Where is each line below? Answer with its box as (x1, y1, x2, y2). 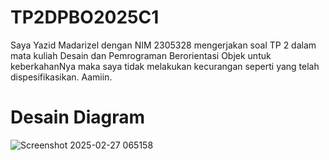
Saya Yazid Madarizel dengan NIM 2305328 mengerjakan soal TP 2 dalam (10, 39, 317, 51)
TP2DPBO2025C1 (10, 6, 160, 29)
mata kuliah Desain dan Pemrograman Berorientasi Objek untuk (10, 49, 272, 61)
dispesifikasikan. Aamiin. (10, 71, 113, 83)
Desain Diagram (10, 106, 146, 129)
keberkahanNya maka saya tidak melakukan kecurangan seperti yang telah (10, 60, 320, 72)
